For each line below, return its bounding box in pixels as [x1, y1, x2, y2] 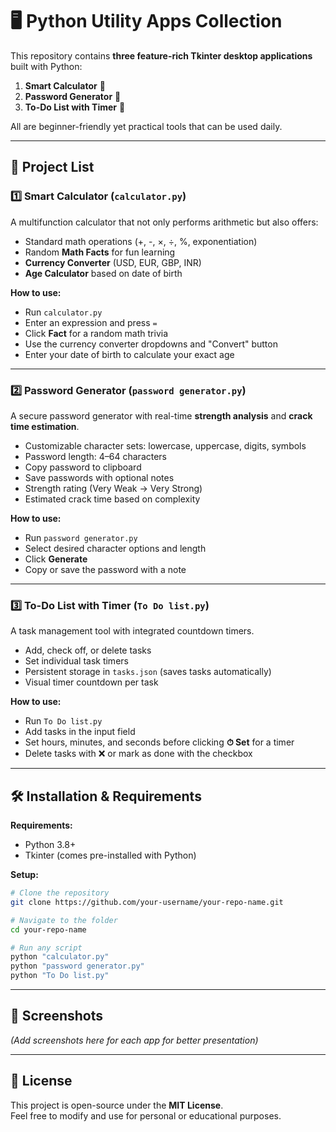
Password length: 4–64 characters [24, 450, 168, 462]
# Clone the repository [10, 888, 110, 898]
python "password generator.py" [10, 961, 145, 972]
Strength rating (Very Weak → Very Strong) [24, 482, 203, 494]
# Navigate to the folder [10, 915, 118, 925]
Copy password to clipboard [24, 461, 142, 473]
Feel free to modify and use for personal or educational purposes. [10, 1109, 282, 1122]
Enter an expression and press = [24, 316, 158, 328]
